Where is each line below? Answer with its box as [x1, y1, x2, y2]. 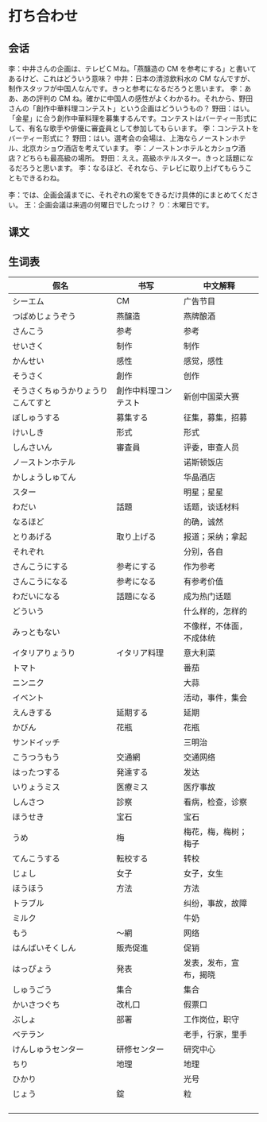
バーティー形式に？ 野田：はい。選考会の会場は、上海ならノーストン [8, 133, 233, 143]
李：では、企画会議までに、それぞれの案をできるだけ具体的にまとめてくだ [8, 190, 252, 199]
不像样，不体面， [183, 621, 248, 632]
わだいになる [12, 591, 61, 602]
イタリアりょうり [12, 648, 76, 659]
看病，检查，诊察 [183, 796, 248, 807]
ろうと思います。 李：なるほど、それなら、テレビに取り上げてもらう [21, 164, 246, 172]
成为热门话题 [183, 591, 232, 602]
